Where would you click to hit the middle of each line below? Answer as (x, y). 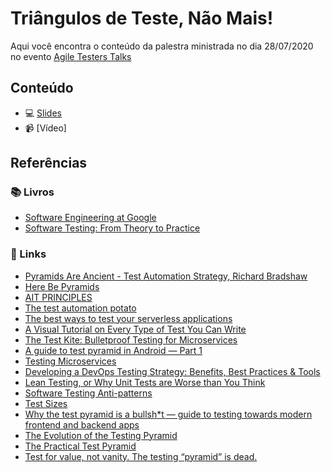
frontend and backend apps (82, 424)
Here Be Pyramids (62, 286)
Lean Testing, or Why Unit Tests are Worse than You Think (145, 382)
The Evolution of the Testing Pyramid (101, 435)
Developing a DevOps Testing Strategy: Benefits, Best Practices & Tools (172, 371)
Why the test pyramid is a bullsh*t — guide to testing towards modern (168, 414)
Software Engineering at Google (90, 218)
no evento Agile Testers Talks (71, 56)
